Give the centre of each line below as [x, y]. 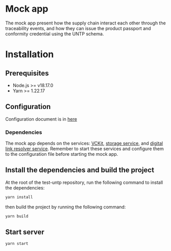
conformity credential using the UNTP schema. [55, 34]
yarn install [19, 197]
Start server [25, 232]
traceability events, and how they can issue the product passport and [78, 28]
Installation [30, 54]
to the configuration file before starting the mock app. [62, 154]
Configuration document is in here [41, 119]
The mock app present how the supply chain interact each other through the [86, 23]
